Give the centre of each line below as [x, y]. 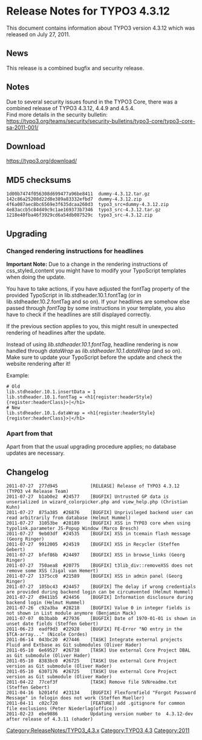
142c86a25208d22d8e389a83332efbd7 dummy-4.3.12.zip [74, 199]
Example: [18, 375]
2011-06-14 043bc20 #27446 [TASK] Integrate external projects [94, 639]
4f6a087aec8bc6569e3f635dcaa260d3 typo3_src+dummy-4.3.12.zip [88, 205]
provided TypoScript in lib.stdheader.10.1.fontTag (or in [74, 295]
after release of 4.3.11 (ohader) [50, 719]
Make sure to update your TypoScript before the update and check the [94, 357]
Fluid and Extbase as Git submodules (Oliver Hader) [74, 645]
